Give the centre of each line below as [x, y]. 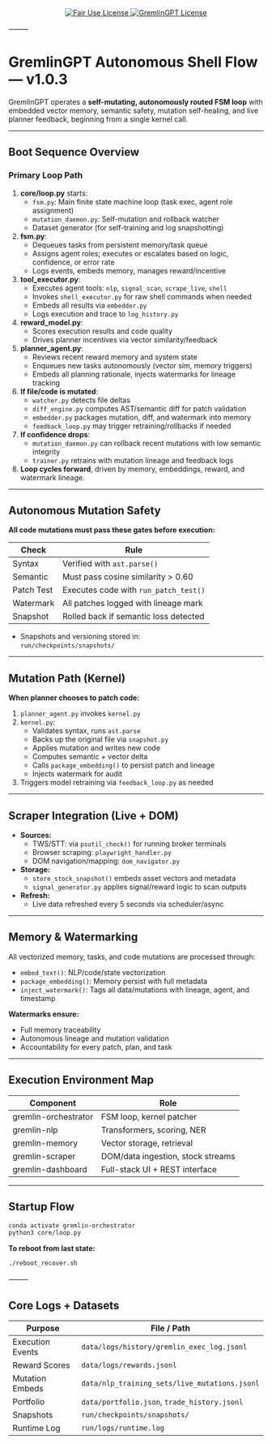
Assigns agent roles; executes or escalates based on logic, [130, 253]
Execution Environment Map [81, 1080]
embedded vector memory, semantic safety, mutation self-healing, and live [134, 110]
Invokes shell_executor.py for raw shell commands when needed [142, 296]
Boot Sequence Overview [74, 152]
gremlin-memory [45, 1143]
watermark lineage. [52, 477]
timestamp [38, 998]
